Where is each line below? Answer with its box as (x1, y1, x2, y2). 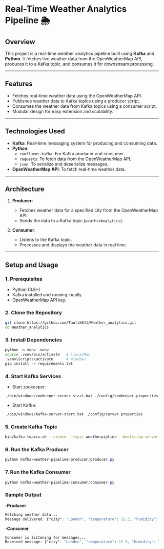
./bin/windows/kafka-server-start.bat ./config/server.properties (5, 412, 143, 417)
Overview (5, 38, 36, 46)
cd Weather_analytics (5, 325, 49, 330)
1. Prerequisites (5, 275, 42, 282)
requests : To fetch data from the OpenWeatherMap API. (19, 156, 132, 162)
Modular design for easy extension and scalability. (12, 108, 114, 114)
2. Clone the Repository (5, 310, 62, 316)
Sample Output (5, 491, 41, 498)
